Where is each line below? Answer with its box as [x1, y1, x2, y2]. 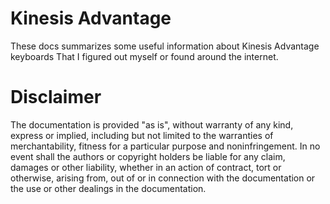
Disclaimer [10, 86, 102, 109]
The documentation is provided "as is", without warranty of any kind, [10, 118, 294, 131]
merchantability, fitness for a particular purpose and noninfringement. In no [10, 140, 321, 152]
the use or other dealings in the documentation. [10, 182, 207, 194]
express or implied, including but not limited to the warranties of [10, 129, 274, 141]
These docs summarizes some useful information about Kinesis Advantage [10, 40, 320, 52]
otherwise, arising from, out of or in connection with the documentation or [10, 172, 316, 184]
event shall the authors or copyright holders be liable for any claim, [10, 150, 286, 162]
